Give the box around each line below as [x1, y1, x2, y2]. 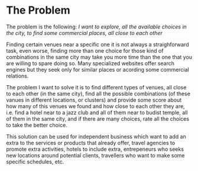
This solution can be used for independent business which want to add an [6, 133, 186, 140]
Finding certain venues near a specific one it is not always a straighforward [6, 41, 189, 48]
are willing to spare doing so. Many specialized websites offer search [6, 60, 175, 67]
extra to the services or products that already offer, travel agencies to [6, 139, 176, 146]
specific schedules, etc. [6, 158, 64, 165]
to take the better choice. [6, 121, 68, 128]
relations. [6, 72, 29, 79]
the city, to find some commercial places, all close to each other [6, 29, 163, 36]
